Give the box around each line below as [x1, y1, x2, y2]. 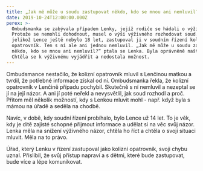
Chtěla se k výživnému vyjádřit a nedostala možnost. [11, 54, 150, 60]
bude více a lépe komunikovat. [6, 158, 83, 165]
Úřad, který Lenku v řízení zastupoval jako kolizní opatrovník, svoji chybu [6, 145, 188, 152]
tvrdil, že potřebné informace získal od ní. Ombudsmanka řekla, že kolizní [6, 77, 189, 84]
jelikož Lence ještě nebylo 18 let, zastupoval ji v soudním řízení [11, 37, 188, 43]
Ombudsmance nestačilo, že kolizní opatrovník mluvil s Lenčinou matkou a [6, 70, 192, 77]
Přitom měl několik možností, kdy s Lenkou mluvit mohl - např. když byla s [6, 96, 190, 103]
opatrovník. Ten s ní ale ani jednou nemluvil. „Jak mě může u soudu [11, 43, 190, 49]
